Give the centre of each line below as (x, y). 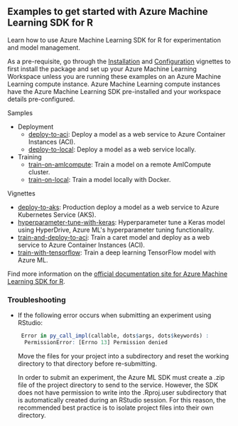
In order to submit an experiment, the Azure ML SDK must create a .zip (121, 377)
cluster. (39, 172)
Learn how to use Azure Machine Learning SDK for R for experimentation (114, 40)
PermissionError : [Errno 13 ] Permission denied (96, 342)
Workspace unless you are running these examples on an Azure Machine (114, 76)
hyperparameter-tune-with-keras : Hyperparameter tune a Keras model (121, 222)
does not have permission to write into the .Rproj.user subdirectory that (122, 392)
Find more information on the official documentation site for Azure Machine (118, 274)
